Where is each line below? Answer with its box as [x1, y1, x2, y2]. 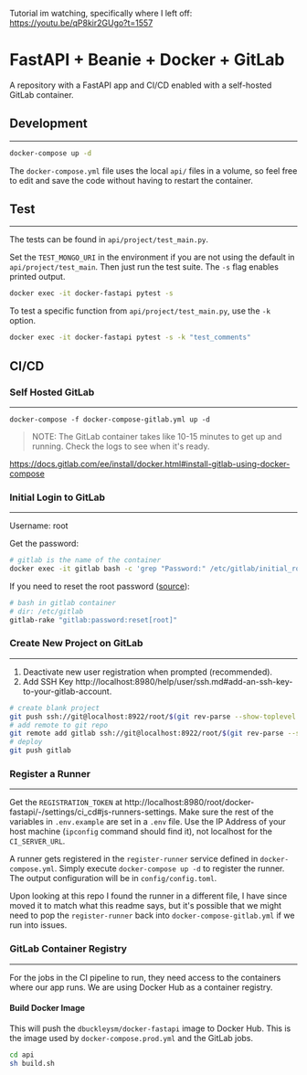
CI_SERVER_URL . [9, 836, 66, 846]
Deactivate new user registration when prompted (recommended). [22, 666, 272, 677]
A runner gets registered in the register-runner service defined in [9, 854, 259, 865]
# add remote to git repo [9, 720, 108, 729]
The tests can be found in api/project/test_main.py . [9, 234, 208, 245]
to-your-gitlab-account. [22, 686, 112, 697]
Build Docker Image [9, 1003, 85, 1014]
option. [9, 315, 37, 326]
